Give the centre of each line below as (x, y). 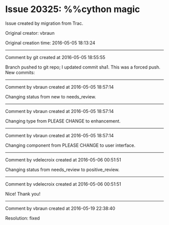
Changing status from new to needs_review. (51, 96)
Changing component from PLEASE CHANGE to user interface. (70, 145)
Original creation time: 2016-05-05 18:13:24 (50, 43)
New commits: (20, 72)
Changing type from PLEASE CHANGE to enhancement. (63, 121)
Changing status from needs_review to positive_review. (62, 170)
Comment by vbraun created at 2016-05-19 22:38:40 (60, 208)
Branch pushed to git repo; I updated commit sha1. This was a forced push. (83, 67)
